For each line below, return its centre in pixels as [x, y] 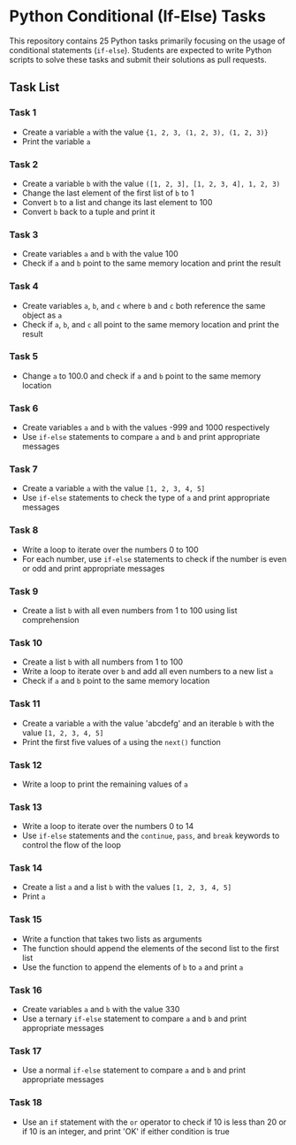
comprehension [50, 620]
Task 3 [24, 234]
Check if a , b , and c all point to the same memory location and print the [151, 324]
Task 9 [24, 591]
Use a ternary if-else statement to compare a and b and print [134, 1018]
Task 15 [26, 919]
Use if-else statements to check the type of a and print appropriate [146, 498]
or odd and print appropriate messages [93, 568]
